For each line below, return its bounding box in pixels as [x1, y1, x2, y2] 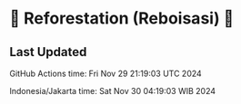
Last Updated [9, 44, 87, 60]
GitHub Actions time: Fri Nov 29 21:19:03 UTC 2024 [9, 68, 202, 79]
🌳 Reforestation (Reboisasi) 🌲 [9, 8, 235, 29]
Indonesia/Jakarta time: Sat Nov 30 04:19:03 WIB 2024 [9, 86, 216, 96]
